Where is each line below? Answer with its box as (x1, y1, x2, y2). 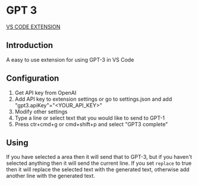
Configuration (6, 74, 59, 84)
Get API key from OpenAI (14, 89, 77, 96)
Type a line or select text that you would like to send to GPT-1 (14, 114, 165, 122)
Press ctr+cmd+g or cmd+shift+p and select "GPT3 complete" (14, 120, 168, 127)
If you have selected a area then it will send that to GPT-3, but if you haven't (6, 154, 192, 161)
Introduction (6, 40, 54, 50)
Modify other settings (14, 108, 68, 115)
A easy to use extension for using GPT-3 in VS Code (6, 56, 134, 63)
